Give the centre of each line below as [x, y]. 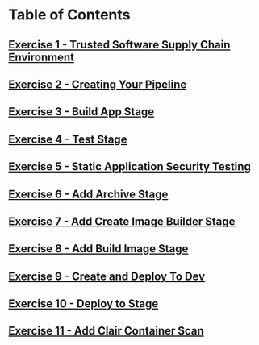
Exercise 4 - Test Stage [68, 139]
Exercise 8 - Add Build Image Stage [98, 249]
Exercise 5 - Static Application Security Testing [130, 167]
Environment [42, 57]
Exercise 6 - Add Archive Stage [88, 194]
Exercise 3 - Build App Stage [81, 112]
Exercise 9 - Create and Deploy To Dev [107, 276]
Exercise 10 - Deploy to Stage [84, 304]
